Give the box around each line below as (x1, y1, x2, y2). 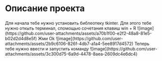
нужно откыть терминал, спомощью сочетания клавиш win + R (5, 25, 137, 31)
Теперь (134, 41, 149, 46)
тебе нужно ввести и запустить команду (5, 46, 89, 52)
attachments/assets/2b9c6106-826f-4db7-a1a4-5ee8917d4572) (5, 41, 133, 46)
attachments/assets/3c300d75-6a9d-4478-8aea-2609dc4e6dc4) (5, 51, 138, 57)
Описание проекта (5, 3, 85, 14)
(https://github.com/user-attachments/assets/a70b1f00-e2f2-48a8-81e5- (5, 30, 152, 36)
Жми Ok (38, 36, 55, 42)
